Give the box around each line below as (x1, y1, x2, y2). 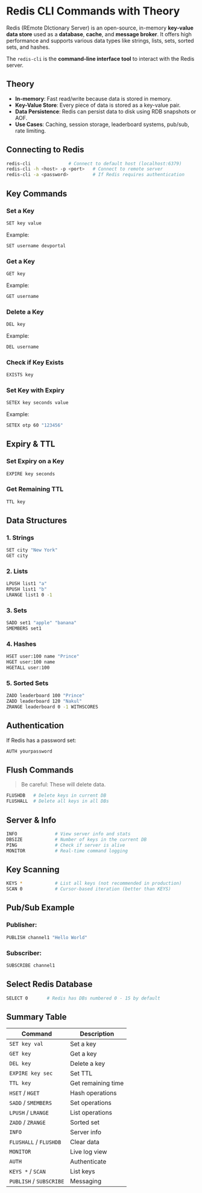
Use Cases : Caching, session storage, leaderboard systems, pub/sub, (14, 121, 189, 128)
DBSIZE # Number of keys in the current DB (6, 837, 147, 843)
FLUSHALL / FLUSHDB (9, 1138, 62, 1147)
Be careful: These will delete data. (21, 781, 106, 788)
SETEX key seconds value (6, 400, 69, 406)
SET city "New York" (6, 547, 58, 553)
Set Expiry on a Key (6, 457, 65, 466)
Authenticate (70, 1157, 107, 1166)
